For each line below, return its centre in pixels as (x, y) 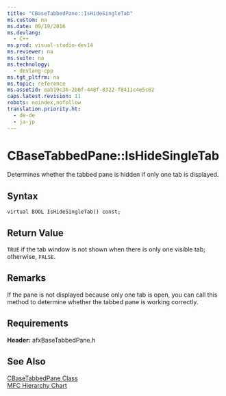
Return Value (35, 233)
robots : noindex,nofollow (44, 103)
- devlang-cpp (33, 71)
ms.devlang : (24, 33)
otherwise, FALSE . (32, 257)
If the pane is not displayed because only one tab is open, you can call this (112, 295)
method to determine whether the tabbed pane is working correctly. (103, 301)
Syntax (23, 196)
